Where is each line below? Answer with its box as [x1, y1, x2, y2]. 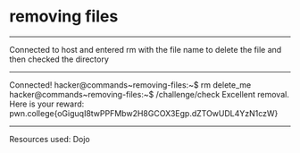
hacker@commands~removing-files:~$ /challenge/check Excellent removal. [9, 89, 290, 99]
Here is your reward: [9, 98, 85, 109]
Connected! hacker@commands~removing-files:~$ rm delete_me [9, 79, 252, 90]
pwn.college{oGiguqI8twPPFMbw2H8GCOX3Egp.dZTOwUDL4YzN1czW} [9, 107, 279, 118]
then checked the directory [9, 54, 110, 64]
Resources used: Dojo [9, 133, 91, 144]
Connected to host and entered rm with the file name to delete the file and [9, 44, 282, 55]
